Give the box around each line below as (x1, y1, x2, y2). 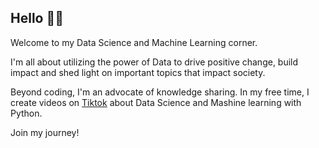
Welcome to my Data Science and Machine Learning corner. (10, 36, 258, 48)
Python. (10, 107, 43, 119)
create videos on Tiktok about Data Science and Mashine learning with (10, 96, 302, 108)
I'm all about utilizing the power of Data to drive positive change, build (10, 56, 299, 68)
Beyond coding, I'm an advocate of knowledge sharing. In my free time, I (10, 86, 310, 98)
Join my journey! (10, 126, 80, 138)
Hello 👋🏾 (10, 10, 64, 27)
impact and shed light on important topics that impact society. (10, 66, 266, 78)
